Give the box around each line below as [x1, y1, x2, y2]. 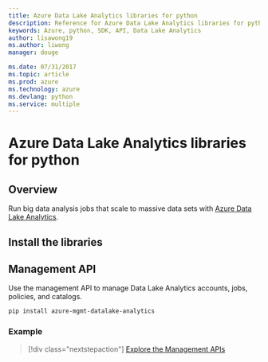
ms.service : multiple [8, 100, 81, 108]
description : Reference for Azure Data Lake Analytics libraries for [8, 19, 245, 27]
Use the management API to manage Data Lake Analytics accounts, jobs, [8, 283, 248, 293]
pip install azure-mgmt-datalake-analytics [8, 307, 156, 315]
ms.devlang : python [8, 92, 73, 100]
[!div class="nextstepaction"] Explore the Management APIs [27, 344, 226, 354]
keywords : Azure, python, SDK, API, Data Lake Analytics [8, 26, 202, 34]
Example [8, 326, 43, 337]
